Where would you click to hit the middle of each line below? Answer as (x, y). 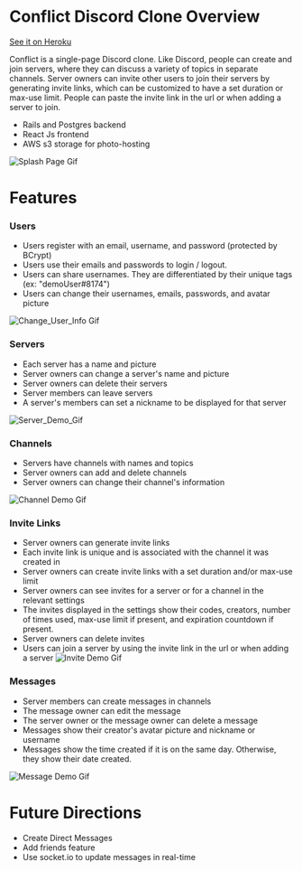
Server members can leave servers (87, 393)
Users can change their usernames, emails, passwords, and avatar (146, 294)
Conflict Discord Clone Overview (135, 17)
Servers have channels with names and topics (108, 464)
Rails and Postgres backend (74, 125)
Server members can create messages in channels (117, 701)
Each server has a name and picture (89, 364)
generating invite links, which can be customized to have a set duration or (146, 88)
